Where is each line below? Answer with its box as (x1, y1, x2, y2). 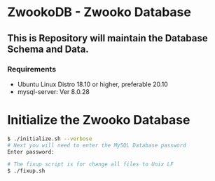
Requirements (7, 64, 57, 74)
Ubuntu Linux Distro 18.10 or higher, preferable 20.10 (17, 80, 168, 88)
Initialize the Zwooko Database (7, 112, 190, 128)
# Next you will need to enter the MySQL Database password (7, 142, 187, 149)
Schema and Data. (7, 43, 89, 55)
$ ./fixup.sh (7, 168, 46, 175)
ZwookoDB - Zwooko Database (7, 4, 191, 20)
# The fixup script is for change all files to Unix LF (7, 161, 174, 168)
